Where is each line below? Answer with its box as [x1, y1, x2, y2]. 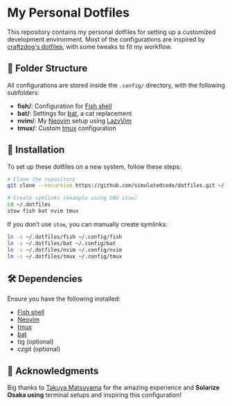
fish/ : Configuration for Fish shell [17, 102, 112, 110]
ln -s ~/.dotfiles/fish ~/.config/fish [7, 233, 123, 240]
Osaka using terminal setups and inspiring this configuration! [7, 391, 182, 399]
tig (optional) [17, 337, 54, 346]
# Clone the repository [7, 175, 76, 183]
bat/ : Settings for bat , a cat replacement [17, 109, 132, 117]
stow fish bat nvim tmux [7, 208, 79, 215]
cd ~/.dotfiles [7, 201, 51, 209]
